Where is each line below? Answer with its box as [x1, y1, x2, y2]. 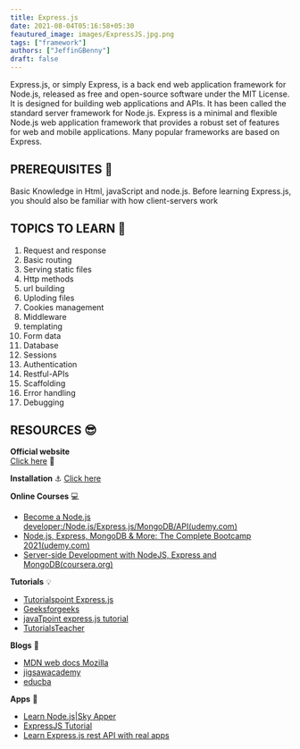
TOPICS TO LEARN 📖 [10, 221, 126, 237]
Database [22, 340, 59, 350]
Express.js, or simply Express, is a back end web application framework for [10, 80, 287, 89]
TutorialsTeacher [22, 623, 86, 634]
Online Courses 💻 [10, 491, 79, 501]
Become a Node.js [22, 511, 92, 523]
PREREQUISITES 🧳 [10, 162, 113, 177]
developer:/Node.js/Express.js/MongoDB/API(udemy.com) [22, 521, 237, 532]
